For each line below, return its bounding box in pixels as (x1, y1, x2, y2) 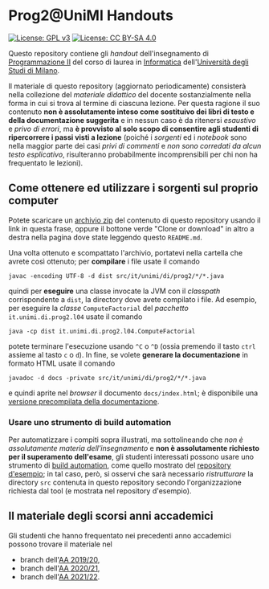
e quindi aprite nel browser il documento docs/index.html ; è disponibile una (8, 388, 259, 398)
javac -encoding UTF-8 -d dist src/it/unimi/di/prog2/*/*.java (8, 272, 225, 280)
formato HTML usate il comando (8, 358, 116, 368)
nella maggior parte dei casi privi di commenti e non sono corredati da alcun (8, 141, 262, 150)
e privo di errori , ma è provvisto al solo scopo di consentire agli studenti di (8, 124, 259, 133)
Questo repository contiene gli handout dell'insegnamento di (8, 48, 209, 58)
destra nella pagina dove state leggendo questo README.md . (8, 232, 202, 242)
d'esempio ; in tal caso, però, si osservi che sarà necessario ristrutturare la (8, 469, 254, 479)
